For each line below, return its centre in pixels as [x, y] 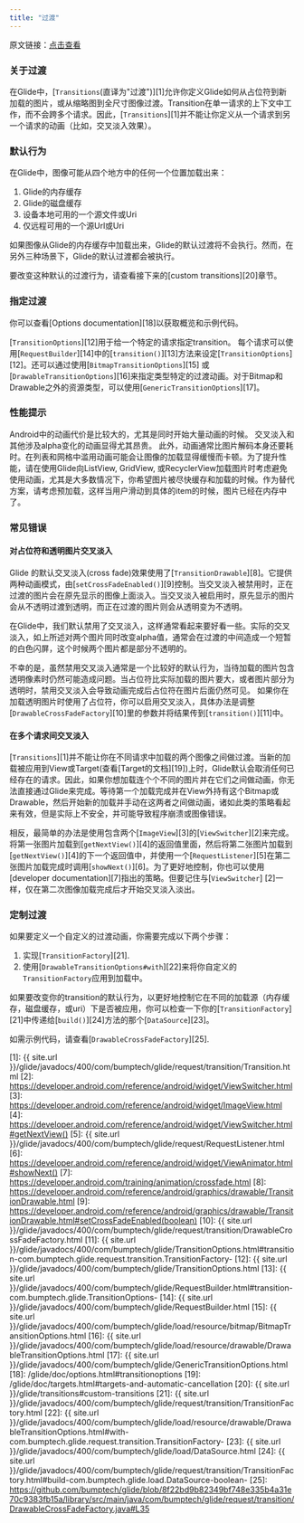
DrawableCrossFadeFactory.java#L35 [80, 1509]
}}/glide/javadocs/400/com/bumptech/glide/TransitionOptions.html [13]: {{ [148, 1269]
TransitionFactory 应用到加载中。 [85, 979]
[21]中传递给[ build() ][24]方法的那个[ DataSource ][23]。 [112, 1020]
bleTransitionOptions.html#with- [69, 1432]
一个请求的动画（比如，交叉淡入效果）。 [83, 125]
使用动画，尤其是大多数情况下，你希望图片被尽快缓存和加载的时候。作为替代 [152, 479]
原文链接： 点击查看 [45, 44]
